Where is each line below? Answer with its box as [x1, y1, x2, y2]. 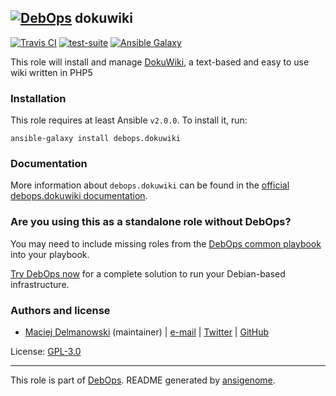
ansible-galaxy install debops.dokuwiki [10, 134, 182, 144]
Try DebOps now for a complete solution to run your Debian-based [10, 267, 286, 280]
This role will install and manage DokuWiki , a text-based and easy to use [10, 56, 310, 68]
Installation [10, 91, 67, 105]
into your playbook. [10, 248, 90, 260]
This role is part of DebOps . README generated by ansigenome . [10, 374, 276, 386]
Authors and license [10, 303, 111, 317]
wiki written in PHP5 [10, 66, 93, 78]
